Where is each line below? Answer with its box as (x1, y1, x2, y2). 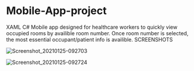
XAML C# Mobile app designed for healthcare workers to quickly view (6, 23, 178, 31)
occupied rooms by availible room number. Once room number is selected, (6, 29, 189, 36)
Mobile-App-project (6, 4, 107, 18)
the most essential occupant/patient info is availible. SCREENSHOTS (6, 36, 173, 43)
